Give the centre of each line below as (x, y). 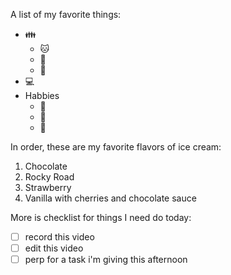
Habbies (42, 95)
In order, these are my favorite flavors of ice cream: (116, 147)
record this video (59, 237)
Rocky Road (49, 177)
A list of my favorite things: (66, 14)
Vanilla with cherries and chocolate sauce (110, 198)
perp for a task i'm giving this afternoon (106, 260)
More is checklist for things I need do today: (101, 217)
